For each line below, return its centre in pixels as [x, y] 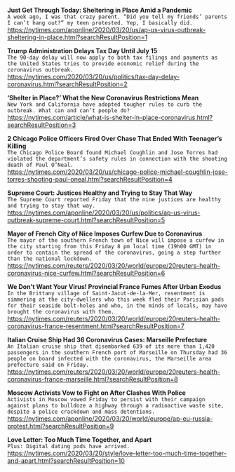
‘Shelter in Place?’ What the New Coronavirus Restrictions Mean [103, 98]
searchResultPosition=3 [42, 125]
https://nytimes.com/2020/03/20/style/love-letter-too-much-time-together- [117, 453]
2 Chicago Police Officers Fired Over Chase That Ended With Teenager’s [115, 139]
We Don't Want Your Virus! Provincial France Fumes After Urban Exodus [114, 286]
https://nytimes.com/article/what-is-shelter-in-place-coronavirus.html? [110, 117]
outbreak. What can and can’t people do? [69, 111]
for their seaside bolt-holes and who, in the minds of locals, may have [117, 306]
